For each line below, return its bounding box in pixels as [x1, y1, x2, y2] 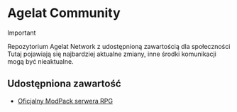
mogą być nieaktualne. [7, 57, 74, 65]
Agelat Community [7, 5, 121, 21]
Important [7, 28, 36, 37]
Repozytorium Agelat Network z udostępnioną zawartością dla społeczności [7, 42, 231, 50]
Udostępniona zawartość [7, 78, 122, 90]
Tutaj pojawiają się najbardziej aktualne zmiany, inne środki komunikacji [7, 50, 216, 58]
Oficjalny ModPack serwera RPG [17, 96, 114, 105]
